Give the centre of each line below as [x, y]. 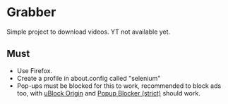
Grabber [31, 12]
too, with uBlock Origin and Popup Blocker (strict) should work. [108, 93]
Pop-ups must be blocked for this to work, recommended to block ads [119, 86]
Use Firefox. [35, 70]
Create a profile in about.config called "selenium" [89, 78]
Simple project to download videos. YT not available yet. [89, 32]
